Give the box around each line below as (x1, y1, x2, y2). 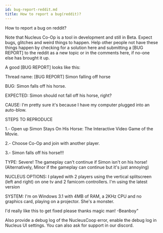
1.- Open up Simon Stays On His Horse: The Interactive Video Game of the (5, 125, 154, 131)
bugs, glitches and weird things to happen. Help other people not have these (5, 39, 158, 45)
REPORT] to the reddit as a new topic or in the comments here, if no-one (5, 49, 150, 56)
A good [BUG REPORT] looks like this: (5, 64, 81, 70)
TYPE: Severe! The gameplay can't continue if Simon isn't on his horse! (5, 159, 147, 165)
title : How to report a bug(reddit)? (5, 12, 81, 16)
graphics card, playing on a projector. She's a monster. (5, 198, 114, 204)
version (5, 184, 20, 189)
